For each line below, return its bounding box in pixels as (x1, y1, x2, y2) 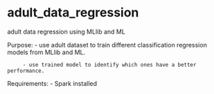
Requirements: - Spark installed (7, 79, 98, 87)
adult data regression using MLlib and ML (7, 27, 126, 36)
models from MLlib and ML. (7, 48, 86, 56)
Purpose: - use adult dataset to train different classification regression (7, 40, 208, 49)
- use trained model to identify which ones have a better (22, 61, 197, 68)
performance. (7, 67, 45, 74)
